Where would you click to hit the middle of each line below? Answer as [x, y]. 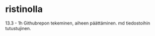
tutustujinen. [18, 28]
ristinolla [24, 9]
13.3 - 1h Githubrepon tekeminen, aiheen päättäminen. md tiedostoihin [78, 23]
